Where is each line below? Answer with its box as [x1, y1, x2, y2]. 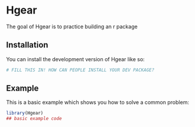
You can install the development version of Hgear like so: [6, 55, 145, 62]
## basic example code [6, 116, 62, 122]
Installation [6, 40, 48, 50]
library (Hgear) [6, 110, 44, 116]
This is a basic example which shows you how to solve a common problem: [6, 99, 189, 106]
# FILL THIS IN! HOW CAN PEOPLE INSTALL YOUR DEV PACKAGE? [6, 67, 155, 73]
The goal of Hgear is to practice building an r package [6, 23, 138, 30]
